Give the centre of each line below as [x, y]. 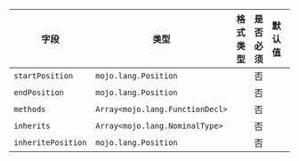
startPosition [44, 76]
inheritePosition [50, 143]
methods [30, 109]
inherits [32, 126]
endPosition [39, 93]
